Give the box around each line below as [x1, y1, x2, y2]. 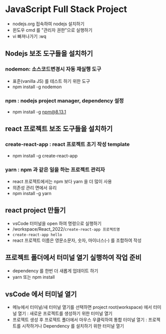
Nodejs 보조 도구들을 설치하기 [5, 49, 93, 58]
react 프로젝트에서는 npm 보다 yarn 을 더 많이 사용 [12, 178, 112, 184]
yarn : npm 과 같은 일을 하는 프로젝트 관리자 [5, 166, 105, 173]
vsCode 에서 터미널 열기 [5, 290, 77, 298]
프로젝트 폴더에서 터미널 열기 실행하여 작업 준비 [5, 253, 141, 262]
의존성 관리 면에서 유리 [12, 185, 57, 191]
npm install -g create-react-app [12, 152, 78, 158]
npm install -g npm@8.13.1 [12, 109, 66, 115]
